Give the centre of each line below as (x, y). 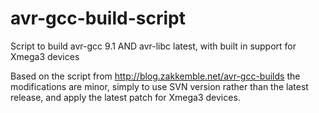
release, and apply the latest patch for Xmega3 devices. (125, 97)
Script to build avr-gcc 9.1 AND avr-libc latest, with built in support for (153, 46)
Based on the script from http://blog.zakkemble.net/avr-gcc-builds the (155, 76)
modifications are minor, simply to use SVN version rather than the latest (159, 86)
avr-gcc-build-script (98, 18)
